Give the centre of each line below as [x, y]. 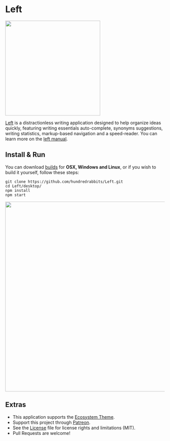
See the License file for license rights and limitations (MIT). [74, 428]
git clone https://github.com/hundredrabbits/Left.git [64, 182]
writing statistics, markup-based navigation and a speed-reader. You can [81, 133]
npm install [18, 190]
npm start [16, 195]
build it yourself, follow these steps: [42, 172]
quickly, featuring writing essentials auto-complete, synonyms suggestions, [84, 128]
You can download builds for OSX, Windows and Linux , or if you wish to [81, 167]
